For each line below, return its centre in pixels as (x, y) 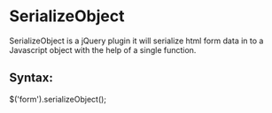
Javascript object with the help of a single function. (103, 49)
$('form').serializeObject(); (58, 99)
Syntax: (31, 78)
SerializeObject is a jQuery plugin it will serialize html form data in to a (136, 41)
